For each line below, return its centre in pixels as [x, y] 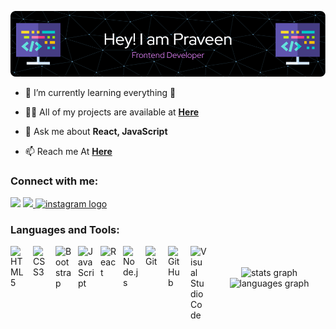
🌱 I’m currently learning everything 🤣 [100, 92]
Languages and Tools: [65, 230]
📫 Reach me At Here [68, 151]
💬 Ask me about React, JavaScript [96, 131]
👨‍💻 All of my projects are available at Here [112, 112]
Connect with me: [54, 181]
